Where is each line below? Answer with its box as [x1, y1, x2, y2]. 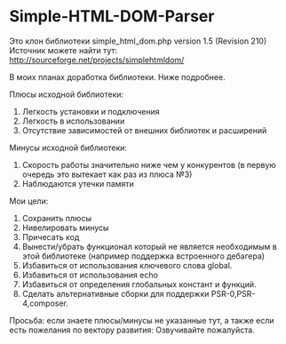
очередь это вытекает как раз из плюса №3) [21, 169, 193, 180]
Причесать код [21, 231, 80, 242]
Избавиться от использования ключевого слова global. [21, 260, 233, 270]
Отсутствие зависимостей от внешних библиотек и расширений [21, 124, 267, 135]
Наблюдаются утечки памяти [21, 178, 135, 188]
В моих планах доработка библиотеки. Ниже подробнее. [9, 71, 226, 82]
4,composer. [21, 298, 69, 308]
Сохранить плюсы [21, 212, 91, 223]
